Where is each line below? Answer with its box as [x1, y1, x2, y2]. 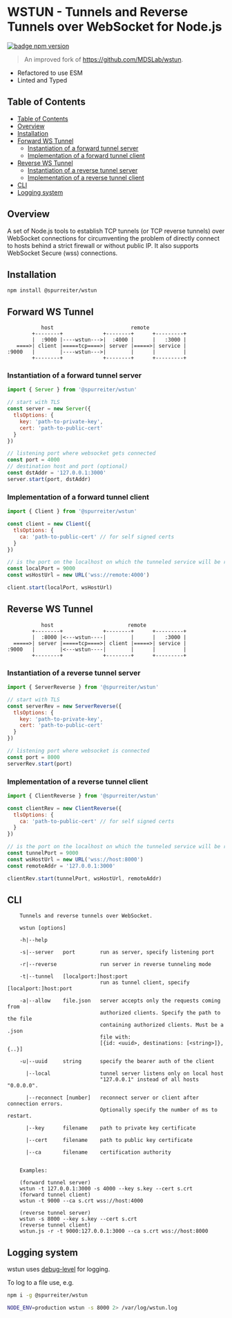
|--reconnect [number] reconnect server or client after [25, 1094, 199, 1102]
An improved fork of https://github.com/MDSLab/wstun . [23, 55, 184, 63]
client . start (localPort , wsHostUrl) [7, 584, 113, 591]
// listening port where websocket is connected [7, 748, 150, 755]
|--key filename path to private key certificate [25, 1125, 196, 1132]
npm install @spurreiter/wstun [7, 287, 97, 295]
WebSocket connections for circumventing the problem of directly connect [7, 234, 220, 243]
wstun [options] [19, 924, 67, 932]
